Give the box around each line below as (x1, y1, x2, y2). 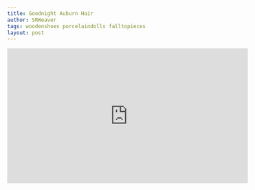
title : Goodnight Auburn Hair (7, 10, 94, 17)
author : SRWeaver (7, 16, 57, 23)
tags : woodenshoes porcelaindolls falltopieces (7, 23, 146, 29)
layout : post (7, 29, 45, 36)
